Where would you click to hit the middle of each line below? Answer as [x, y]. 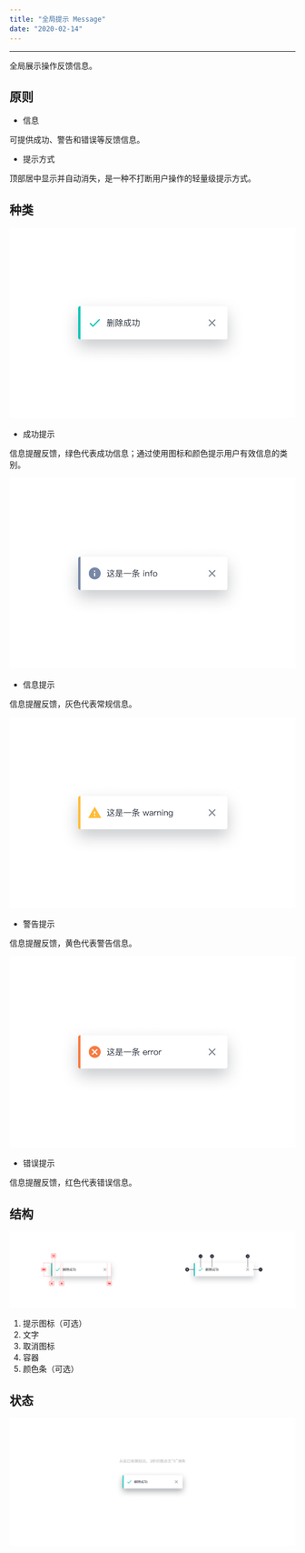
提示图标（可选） [54, 1324]
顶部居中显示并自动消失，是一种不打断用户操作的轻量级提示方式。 [133, 178]
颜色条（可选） [50, 1369]
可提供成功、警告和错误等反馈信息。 [77, 140]
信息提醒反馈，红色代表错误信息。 [73, 1183]
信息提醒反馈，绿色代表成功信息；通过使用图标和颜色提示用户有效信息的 [144, 454]
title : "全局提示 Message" [58, 19]
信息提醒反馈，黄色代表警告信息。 [73, 943]
